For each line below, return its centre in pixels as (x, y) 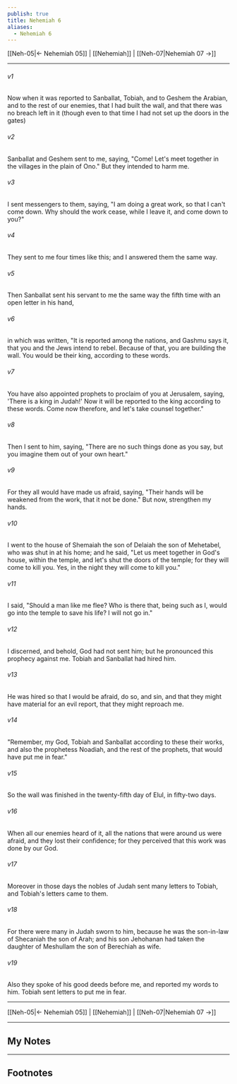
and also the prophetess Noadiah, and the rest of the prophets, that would (115, 750)
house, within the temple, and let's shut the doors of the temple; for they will (118, 560)
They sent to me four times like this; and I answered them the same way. (113, 257)
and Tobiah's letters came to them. (58, 894)
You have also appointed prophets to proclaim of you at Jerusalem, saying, (116, 394)
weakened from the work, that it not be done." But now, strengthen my (109, 500)
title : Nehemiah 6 (34, 20)
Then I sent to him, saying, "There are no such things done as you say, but (115, 446)
